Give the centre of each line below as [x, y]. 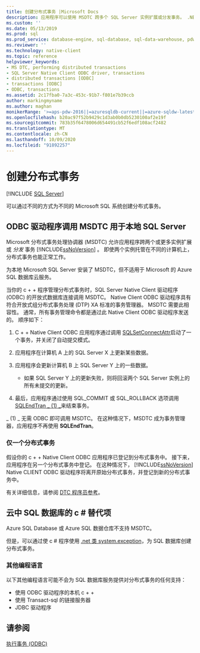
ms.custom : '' [24, 23]
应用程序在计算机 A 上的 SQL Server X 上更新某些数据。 [83, 353]
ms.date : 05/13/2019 [32, 28]
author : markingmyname [34, 100]
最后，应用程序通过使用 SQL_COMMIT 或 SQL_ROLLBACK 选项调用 [97, 398]
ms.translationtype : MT [36, 129]
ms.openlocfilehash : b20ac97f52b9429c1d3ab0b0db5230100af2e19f [86, 117]
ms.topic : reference [32, 56]
